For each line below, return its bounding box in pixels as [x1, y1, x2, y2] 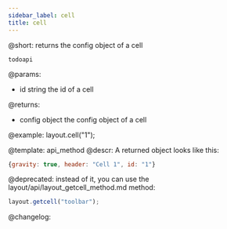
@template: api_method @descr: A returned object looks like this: [8, 145, 219, 154]
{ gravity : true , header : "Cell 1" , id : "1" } [8, 160, 156, 169]
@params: [8, 69, 41, 78]
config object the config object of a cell [19, 114, 147, 124]
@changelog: [8, 213, 52, 222]
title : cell [8, 19, 47, 27]
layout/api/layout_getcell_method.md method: [8, 183, 156, 192]
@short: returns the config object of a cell [8, 40, 143, 49]
